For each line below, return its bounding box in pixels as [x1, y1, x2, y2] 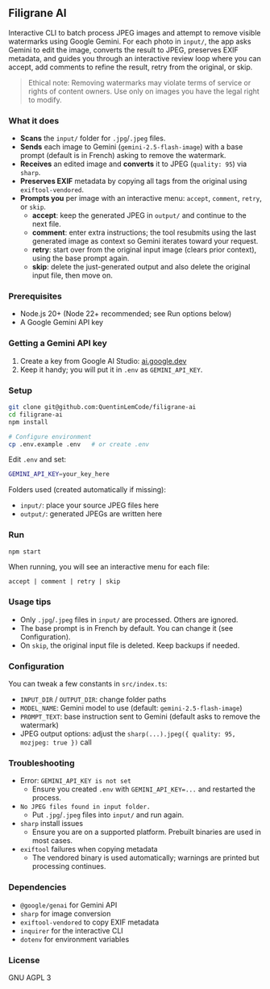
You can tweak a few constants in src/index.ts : [8, 679, 168, 689]
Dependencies [8, 882, 67, 893]
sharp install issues [19, 819, 83, 828]
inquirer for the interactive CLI [19, 925, 123, 935]
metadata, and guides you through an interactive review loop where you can [8, 53, 262, 63]
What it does [8, 115, 60, 126]
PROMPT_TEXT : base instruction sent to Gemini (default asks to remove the [19, 711, 260, 721]
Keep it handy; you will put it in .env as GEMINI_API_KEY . [19, 365, 203, 374]
